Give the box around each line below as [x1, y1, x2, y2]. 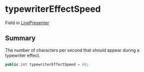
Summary [5, 34, 36, 42]
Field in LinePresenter [5, 20, 49, 26]
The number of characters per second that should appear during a [5, 47, 140, 53]
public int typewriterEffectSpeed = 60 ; [5, 62, 89, 67]
